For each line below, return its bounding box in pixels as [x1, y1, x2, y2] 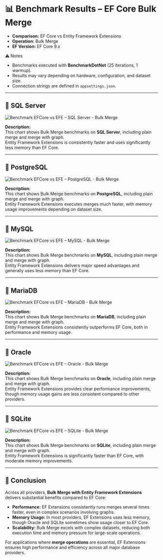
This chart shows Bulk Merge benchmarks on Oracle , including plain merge [5, 376, 156, 381]
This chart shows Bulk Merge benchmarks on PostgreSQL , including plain [5, 191, 153, 196]
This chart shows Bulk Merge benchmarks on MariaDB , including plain [5, 314, 147, 320]
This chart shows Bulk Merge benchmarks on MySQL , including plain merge [5, 252, 158, 258]
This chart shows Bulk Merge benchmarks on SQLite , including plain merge [5, 442, 156, 448]
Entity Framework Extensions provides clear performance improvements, [5, 386, 151, 391]
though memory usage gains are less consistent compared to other [5, 391, 140, 397]
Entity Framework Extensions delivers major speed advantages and [5, 262, 140, 268]
